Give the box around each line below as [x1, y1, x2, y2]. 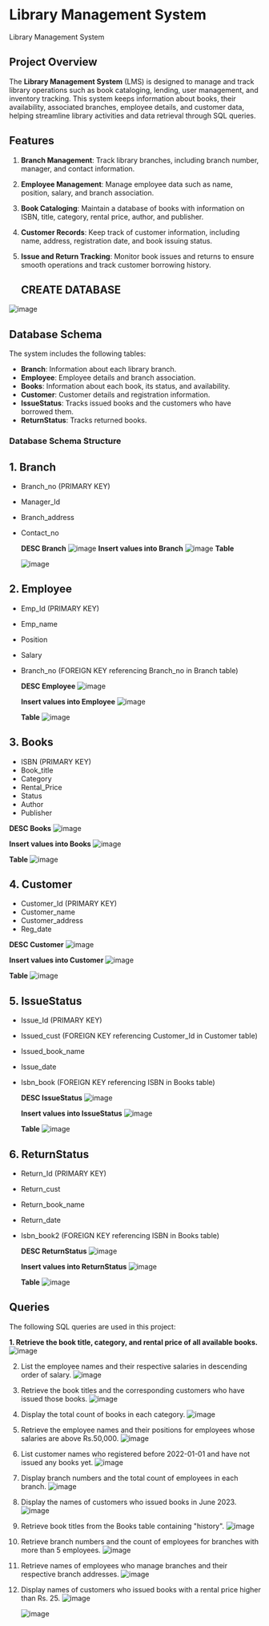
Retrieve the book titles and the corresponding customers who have [20, 1385, 245, 1395]
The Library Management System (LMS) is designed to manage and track [9, 76, 255, 86]
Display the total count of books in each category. [20, 1409, 186, 1419]
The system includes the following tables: [9, 349, 147, 358]
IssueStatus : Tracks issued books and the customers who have [20, 398, 231, 408]
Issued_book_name [20, 1047, 85, 1056]
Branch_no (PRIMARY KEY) [20, 481, 110, 490]
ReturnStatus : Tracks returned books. [20, 415, 147, 426]
